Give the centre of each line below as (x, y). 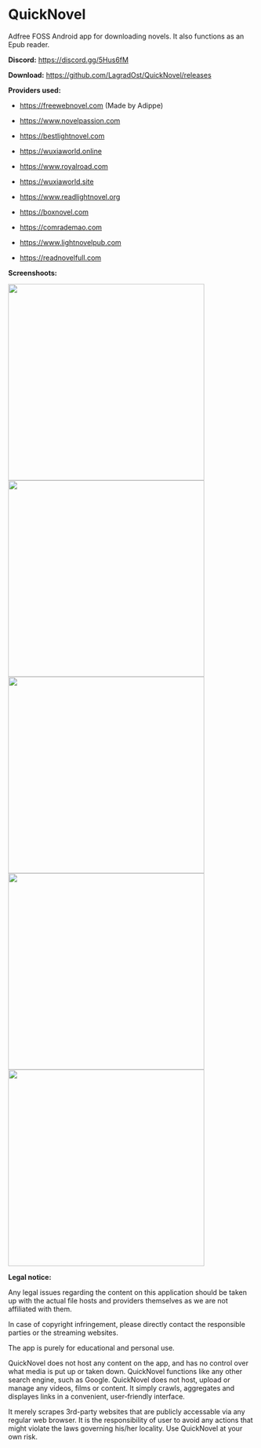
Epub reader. (29, 44)
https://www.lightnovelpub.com (70, 242)
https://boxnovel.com (54, 212)
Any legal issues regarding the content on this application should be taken (128, 1292)
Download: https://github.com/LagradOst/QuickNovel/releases (110, 75)
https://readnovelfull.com (60, 258)
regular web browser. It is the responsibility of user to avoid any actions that (130, 1420)
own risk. (23, 1436)
